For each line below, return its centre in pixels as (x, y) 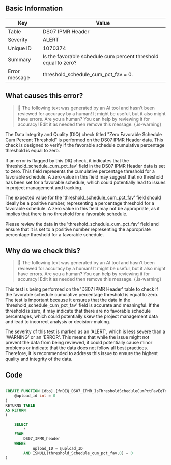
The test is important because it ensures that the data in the (68, 300)
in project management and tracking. (44, 187)
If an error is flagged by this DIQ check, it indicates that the (67, 160)
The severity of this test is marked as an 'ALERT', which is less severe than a (85, 331)
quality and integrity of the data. (39, 359)
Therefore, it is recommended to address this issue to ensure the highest (81, 353)
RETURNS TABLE (20, 405)
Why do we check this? (43, 251)
